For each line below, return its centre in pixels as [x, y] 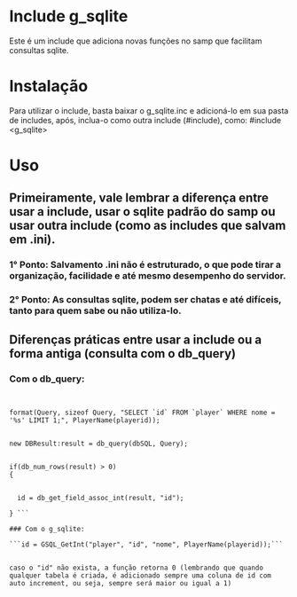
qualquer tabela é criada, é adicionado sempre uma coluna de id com [141, 575]
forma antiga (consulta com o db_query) [123, 353]
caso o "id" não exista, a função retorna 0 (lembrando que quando [137, 568]
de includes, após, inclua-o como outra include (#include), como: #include [145, 120]
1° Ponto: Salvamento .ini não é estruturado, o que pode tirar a [145, 265]
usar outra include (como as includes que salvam [148, 226]
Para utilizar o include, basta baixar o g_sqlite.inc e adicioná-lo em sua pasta [149, 110]
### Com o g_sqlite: [47, 529]
